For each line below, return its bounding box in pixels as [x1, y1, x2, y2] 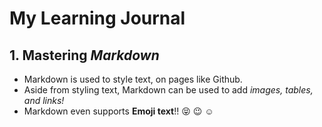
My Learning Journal [9, 7, 186, 30]
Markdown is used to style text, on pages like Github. [23, 73, 243, 85]
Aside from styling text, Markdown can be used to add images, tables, [23, 84, 314, 96]
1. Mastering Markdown [9, 47, 160, 64]
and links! [23, 95, 65, 106]
